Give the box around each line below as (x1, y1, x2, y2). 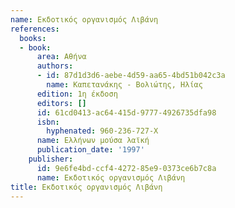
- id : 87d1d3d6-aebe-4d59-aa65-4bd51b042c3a (36, 71, 226, 81)
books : (19, 33, 47, 43)
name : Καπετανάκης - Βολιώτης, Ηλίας (46, 80, 203, 90)
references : (10, 24, 60, 34)
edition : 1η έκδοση (36, 89, 118, 99)
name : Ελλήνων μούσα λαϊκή (36, 136, 150, 146)
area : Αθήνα (36, 52, 87, 62)
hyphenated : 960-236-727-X (46, 126, 159, 136)
